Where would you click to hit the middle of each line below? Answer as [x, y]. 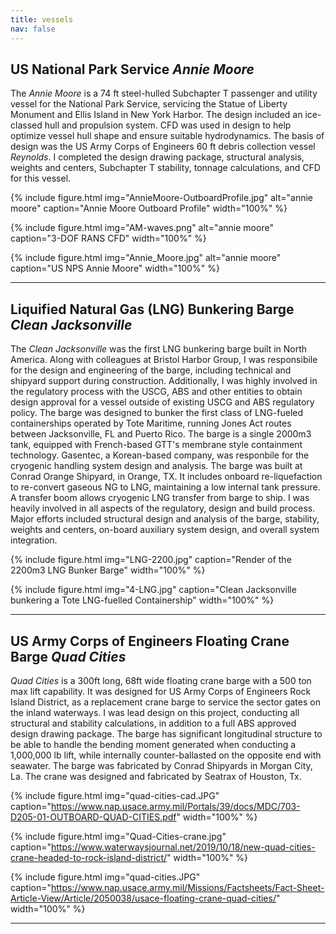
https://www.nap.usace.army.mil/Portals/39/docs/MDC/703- [176, 806]
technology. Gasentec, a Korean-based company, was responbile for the [160, 455]
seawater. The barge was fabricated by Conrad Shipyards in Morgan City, [161, 765]
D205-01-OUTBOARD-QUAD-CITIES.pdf [93, 817]
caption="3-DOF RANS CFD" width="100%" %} [108, 238]
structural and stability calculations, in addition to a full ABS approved [153, 723]
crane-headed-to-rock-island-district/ [89, 857]
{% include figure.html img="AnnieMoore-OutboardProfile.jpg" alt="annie [161, 198]
